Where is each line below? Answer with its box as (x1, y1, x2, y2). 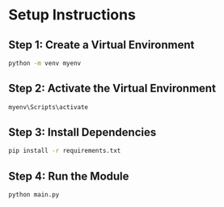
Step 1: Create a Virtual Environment (8, 38, 195, 52)
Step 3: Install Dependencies (8, 125, 157, 139)
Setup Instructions (8, 6, 136, 24)
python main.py (8, 191, 60, 199)
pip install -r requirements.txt (8, 147, 121, 155)
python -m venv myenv (8, 59, 82, 67)
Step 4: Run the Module (8, 169, 129, 183)
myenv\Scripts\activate (8, 103, 89, 111)
